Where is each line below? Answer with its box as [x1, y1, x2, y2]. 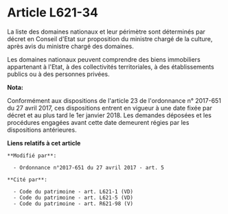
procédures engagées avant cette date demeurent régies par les [7, 118, 190, 126]
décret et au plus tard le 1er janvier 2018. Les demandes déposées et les [7, 111, 212, 119]
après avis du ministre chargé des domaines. [7, 42, 134, 50]
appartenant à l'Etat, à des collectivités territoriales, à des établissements [7, 62, 214, 71]
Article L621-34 [7, 5, 98, 21]
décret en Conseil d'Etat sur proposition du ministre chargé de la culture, [7, 34, 213, 43]
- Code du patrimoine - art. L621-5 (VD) [13, 194, 134, 201]
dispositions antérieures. [7, 126, 77, 134]
